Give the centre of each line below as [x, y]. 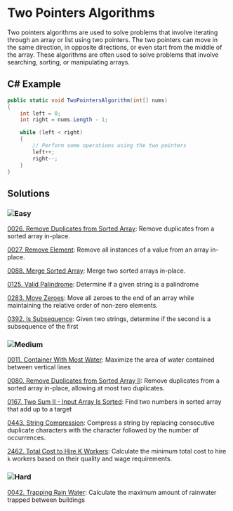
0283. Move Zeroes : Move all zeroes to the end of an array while [101, 298]
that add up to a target [40, 409]
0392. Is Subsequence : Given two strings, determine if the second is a [109, 319]
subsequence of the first [43, 327]
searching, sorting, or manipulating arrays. [68, 62]
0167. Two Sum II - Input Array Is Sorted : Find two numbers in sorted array [114, 402]
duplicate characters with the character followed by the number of [103, 430]
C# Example [34, 84]
